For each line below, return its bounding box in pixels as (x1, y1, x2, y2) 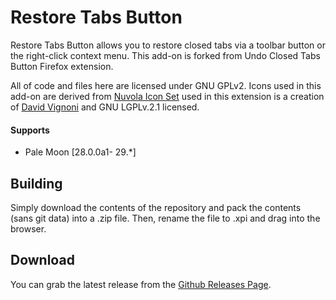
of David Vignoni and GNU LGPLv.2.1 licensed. (10, 101, 200, 113)
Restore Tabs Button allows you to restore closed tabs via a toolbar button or (10, 39, 326, 51)
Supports (10, 124, 50, 136)
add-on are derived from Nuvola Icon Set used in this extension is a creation (10, 90, 325, 102)
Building (10, 175, 63, 192)
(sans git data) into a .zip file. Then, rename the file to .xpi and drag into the (10, 212, 321, 224)
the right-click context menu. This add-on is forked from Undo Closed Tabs (10, 49, 321, 61)
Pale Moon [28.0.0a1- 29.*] (24, 146, 137, 158)
